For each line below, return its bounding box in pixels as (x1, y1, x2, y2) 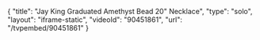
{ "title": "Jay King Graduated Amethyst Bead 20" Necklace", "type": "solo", (7, 7, 253, 16)
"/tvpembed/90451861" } (7, 24, 89, 32)
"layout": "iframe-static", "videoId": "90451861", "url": (7, 15, 183, 24)
